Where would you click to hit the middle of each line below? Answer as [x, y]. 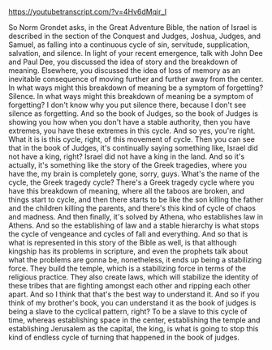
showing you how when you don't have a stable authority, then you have [130, 122]
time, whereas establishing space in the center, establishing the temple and [134, 320]
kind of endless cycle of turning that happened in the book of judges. [124, 337]
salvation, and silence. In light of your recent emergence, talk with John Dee [136, 53]
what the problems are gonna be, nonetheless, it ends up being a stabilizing [135, 260]
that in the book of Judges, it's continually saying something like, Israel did [133, 148]
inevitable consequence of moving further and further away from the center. [136, 79]
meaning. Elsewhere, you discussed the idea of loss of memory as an [125, 70]
